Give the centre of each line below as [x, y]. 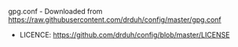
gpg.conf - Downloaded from [55, 11]
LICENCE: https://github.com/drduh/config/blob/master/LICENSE [124, 35]
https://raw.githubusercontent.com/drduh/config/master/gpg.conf [115, 20]
